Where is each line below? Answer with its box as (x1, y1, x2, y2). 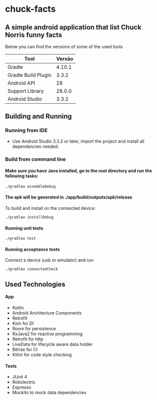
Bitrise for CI (12, 346, 38, 352)
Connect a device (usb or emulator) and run (5, 257, 94, 263)
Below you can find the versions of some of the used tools (5, 44, 123, 50)
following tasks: (5, 173, 39, 179)
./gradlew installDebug (5, 215, 54, 220)
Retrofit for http (12, 336, 44, 342)
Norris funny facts (5, 30, 62, 39)
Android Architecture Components (12, 310, 82, 316)
